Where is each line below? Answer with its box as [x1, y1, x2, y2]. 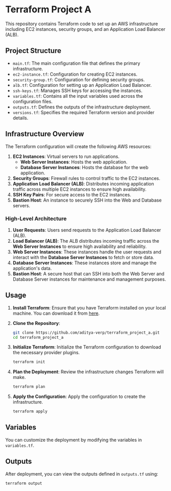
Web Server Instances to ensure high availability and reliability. [12, 243, 147, 249]
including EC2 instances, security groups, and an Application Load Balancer [5, 26, 165, 32]
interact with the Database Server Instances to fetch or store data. [12, 254, 155, 260]
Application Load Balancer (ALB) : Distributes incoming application [12, 180, 155, 187]
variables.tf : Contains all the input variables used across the [12, 93, 143, 99]
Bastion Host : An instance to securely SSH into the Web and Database [12, 197, 162, 203]
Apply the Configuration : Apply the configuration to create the [12, 393, 146, 399]
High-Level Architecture [5, 215, 67, 222]
